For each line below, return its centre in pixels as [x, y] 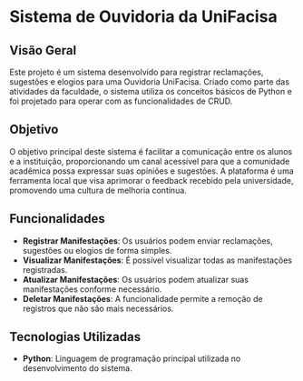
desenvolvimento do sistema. [78, 368]
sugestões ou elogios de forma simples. [97, 250]
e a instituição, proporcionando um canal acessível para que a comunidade [150, 161]
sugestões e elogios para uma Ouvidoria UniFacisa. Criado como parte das [150, 82]
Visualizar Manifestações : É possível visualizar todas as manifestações [157, 260]
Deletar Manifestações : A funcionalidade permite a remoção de [142, 298]
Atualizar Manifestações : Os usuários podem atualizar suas [136, 279]
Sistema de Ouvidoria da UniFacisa [144, 17]
